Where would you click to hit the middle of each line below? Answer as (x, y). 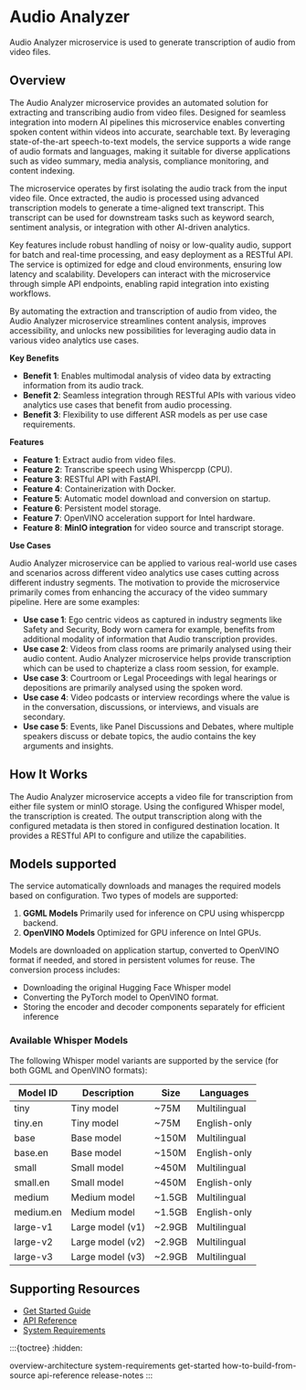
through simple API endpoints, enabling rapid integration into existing (139, 283)
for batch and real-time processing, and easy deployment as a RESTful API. (152, 254)
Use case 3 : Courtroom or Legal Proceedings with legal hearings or (149, 677)
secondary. (44, 716)
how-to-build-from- (259, 1366)
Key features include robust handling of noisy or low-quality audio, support (151, 245)
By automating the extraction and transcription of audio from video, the (143, 311)
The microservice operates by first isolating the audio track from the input (148, 188)
